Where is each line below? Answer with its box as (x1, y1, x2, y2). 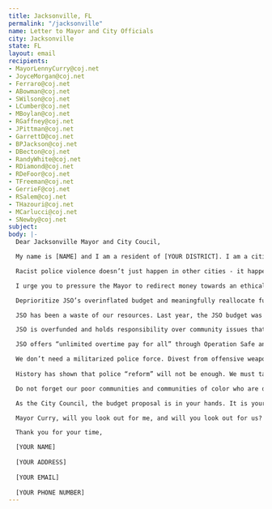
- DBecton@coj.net (8, 148, 70, 156)
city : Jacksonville (8, 34, 74, 43)
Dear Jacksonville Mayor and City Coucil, (15, 238, 161, 246)
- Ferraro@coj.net (8, 79, 70, 88)
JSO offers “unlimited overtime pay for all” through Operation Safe (15, 340, 255, 349)
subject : (8, 223, 38, 231)
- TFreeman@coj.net (8, 178, 74, 186)
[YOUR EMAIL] (15, 473, 60, 481)
